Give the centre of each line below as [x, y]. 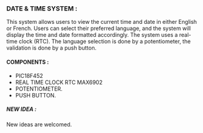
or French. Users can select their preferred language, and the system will [99, 28]
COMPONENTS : [28, 62]
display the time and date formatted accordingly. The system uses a [92, 35]
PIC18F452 [29, 75]
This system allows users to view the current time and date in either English [102, 22]
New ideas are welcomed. [39, 124]
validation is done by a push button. [52, 48]
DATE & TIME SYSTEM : [42, 9]
